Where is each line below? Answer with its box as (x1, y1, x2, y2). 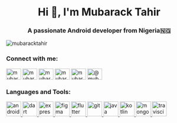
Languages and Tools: (6, 88, 71, 96)
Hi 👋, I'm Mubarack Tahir (38, 5, 160, 19)
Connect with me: (6, 54, 58, 63)
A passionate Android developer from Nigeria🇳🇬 (27, 27, 171, 35)
